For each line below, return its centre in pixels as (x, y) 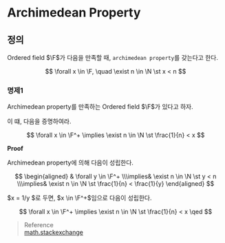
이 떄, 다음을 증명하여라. (39, 121)
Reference (39, 225)
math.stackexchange (54, 233)
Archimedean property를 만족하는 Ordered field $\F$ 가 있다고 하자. (100, 107)
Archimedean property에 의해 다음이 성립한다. (71, 162)
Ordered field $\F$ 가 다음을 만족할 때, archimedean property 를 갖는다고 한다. (113, 57)
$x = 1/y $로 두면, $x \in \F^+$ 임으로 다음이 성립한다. (79, 198)
